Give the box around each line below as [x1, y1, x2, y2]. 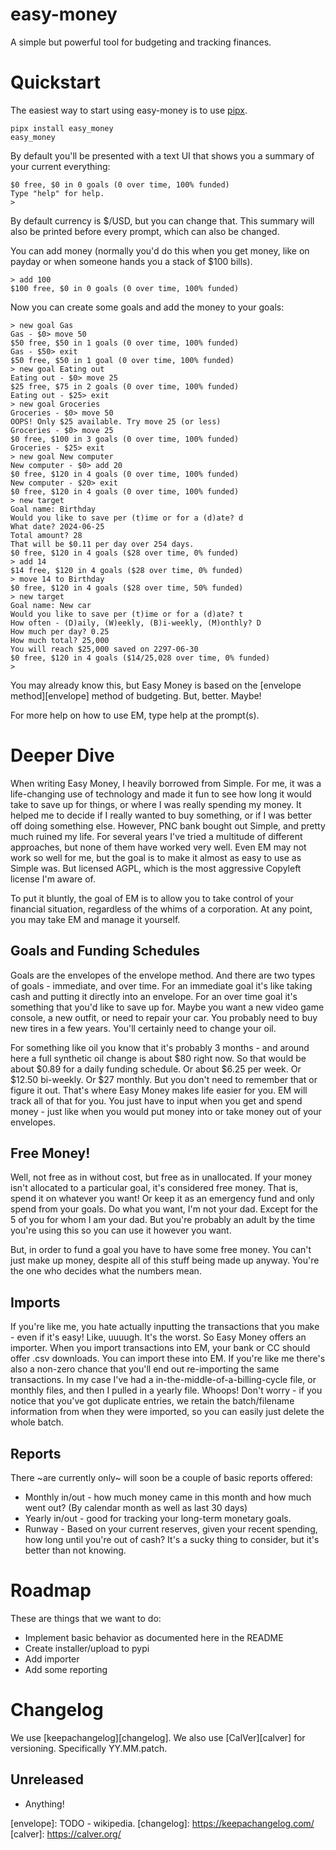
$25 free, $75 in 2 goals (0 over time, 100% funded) [10, 381, 240, 392]
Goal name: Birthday [10, 504, 97, 514]
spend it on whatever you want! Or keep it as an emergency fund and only [10, 1193, 315, 1205]
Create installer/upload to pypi [24, 1643, 150, 1654]
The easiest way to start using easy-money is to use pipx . [10, 104, 248, 116]
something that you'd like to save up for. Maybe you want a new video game [10, 1001, 325, 1013]
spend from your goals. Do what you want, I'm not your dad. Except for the [10, 1203, 319, 1215]
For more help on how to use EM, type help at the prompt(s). [10, 709, 260, 721]
